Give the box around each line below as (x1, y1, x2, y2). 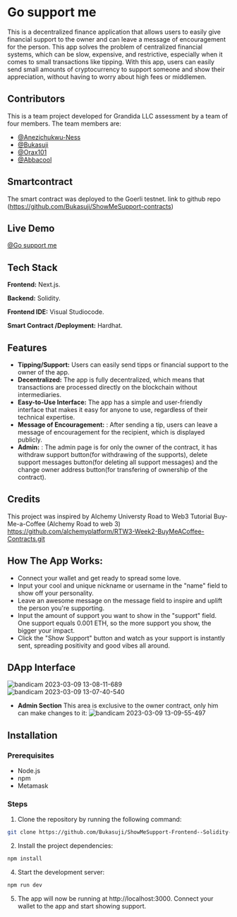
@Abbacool (17, 155, 52, 164)
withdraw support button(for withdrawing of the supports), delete (17, 451, 208, 458)
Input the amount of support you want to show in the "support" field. (17, 611, 217, 619)
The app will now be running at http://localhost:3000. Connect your (17, 894, 214, 903)
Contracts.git (7, 534, 46, 543)
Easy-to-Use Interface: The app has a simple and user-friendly (17, 398, 202, 406)
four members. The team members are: (7, 119, 122, 128)
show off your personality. (17, 588, 94, 597)
